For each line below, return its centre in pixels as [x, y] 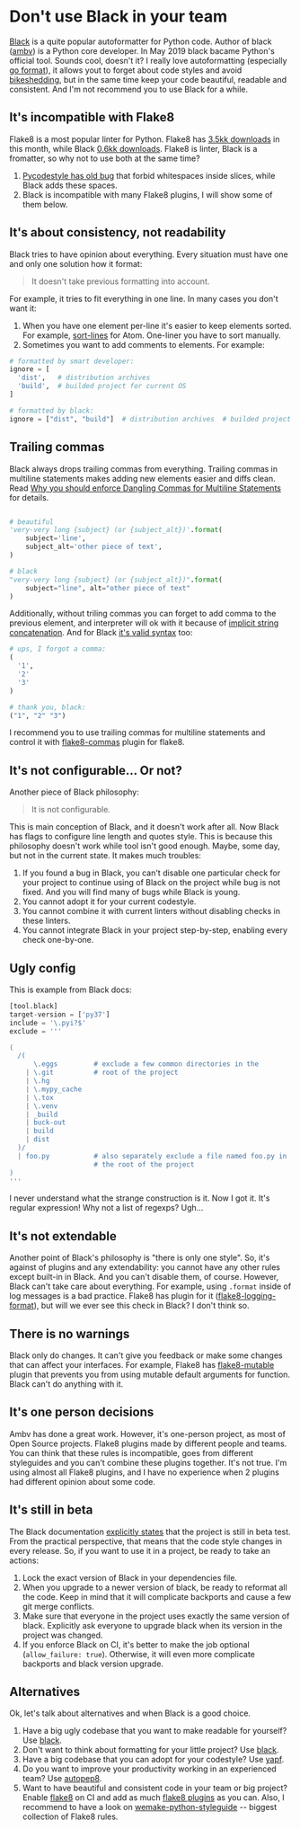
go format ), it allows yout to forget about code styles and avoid [126, 70]
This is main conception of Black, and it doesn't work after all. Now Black [144, 827]
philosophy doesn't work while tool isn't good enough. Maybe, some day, [145, 846]
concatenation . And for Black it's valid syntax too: [101, 633]
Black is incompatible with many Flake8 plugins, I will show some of [147, 194]
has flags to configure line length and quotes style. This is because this [141, 837]
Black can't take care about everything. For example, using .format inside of [150, 1286]
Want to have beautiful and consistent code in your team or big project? [154, 1788]
